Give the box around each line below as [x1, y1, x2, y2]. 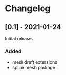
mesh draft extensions [12, 59, 58, 65]
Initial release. [5, 36, 33, 41]
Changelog [5, 3, 51, 14]
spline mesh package [12, 65, 55, 71]
